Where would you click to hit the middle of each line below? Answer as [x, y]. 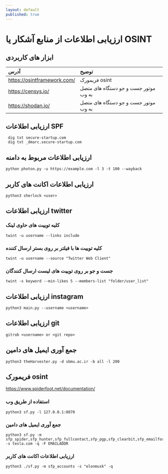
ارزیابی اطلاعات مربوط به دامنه [49, 157]
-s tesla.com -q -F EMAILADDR [37, 444]
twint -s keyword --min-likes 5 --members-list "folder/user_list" [77, 281]
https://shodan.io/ [29, 105]
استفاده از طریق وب [27, 402]
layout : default [22, 10]
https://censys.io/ [29, 91]
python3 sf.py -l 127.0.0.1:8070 [40, 412]
